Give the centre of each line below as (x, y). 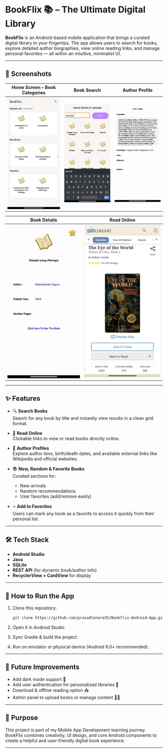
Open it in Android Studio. (39, 627)
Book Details (44, 220)
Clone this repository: (34, 608)
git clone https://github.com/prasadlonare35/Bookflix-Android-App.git (88, 618)
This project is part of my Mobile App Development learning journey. (75, 730)
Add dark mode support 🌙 (39, 679)
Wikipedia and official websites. (45, 459)
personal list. (25, 519)
